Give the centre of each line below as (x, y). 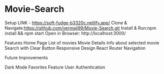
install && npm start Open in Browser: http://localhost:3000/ (65, 33)
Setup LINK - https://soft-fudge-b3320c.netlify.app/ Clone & (66, 23)
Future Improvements (26, 57)
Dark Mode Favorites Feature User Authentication (55, 67)
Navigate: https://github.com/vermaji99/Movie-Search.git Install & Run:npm (80, 28)
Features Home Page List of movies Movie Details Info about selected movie (82, 42)
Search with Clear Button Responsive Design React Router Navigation (75, 48)
